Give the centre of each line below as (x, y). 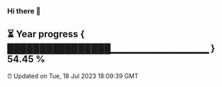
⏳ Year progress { (46, 34)
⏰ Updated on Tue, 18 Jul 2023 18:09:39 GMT (73, 76)
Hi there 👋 (24, 11)
